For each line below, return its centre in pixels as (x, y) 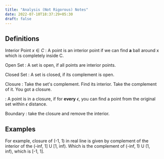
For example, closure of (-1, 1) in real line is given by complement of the (77, 141)
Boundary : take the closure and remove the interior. (57, 114)
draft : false (18, 19)
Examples (20, 129)
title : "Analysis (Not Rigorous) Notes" (47, 10)
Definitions (22, 39)
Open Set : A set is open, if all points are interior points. (61, 65)
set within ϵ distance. (26, 104)
